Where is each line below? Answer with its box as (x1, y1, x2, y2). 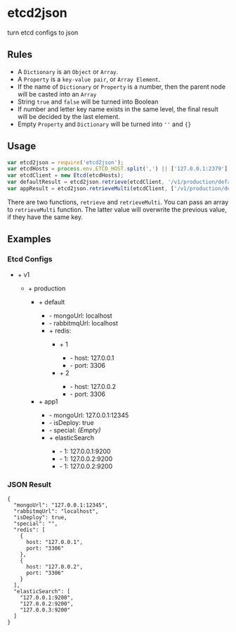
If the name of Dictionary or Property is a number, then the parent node (17, 82, 226, 91)
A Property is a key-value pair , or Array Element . (17, 75, 161, 83)
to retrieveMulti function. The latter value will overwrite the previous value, (7, 205, 227, 213)
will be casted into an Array (17, 89, 97, 98)
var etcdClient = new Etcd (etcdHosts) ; (7, 172, 124, 179)
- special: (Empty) (48, 426, 101, 434)
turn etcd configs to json (7, 28, 79, 37)
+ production (27, 284, 66, 292)
